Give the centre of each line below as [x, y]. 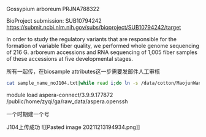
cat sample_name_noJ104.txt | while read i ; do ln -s [72, 83]
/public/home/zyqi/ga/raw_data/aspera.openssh [67, 101]
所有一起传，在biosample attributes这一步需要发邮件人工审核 [83, 71]
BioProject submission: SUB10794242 [54, 21]
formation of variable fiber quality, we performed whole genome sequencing [103, 46]
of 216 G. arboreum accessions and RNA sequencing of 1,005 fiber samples [102, 52]
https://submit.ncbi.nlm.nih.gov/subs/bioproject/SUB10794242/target [94, 27]
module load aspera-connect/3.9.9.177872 [60, 95]
